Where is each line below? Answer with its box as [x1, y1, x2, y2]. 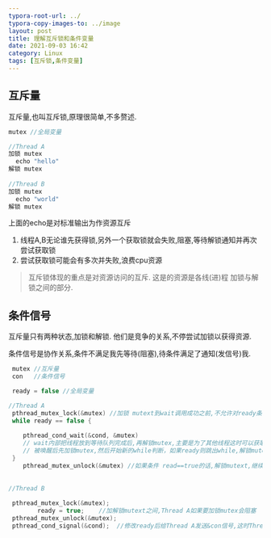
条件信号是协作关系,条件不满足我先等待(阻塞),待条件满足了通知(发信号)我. [8, 349, 252, 359]
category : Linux [8, 49, 63, 57]
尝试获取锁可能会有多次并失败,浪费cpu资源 [19, 255, 163, 265]
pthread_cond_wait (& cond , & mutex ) [23, 431, 139, 440]
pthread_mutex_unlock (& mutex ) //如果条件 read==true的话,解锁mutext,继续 [23, 461, 264, 469]
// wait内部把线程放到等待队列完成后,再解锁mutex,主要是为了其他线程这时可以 [23, 439, 254, 448]
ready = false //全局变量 [11, 387, 94, 395]
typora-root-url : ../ [8, 11, 81, 20]
